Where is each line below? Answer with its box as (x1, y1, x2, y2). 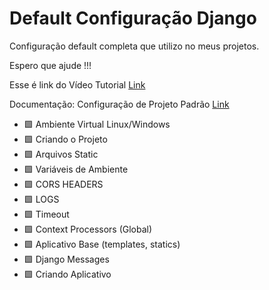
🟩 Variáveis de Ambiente (23, 163, 129, 175)
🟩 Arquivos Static (23, 148, 99, 160)
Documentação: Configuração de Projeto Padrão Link (9, 98, 230, 110)
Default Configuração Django (9, 7, 257, 30)
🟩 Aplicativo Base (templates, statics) (23, 238, 181, 250)
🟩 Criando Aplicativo (23, 268, 112, 280)
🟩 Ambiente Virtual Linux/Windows (23, 118, 171, 130)
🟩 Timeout (23, 208, 70, 220)
